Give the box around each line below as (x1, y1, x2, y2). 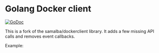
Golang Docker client (5, 3, 91, 14)
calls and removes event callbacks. (5, 33, 75, 39)
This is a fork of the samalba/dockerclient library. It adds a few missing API (5, 28, 154, 34)
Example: (5, 42, 24, 48)
